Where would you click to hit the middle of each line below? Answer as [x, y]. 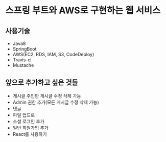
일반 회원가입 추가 [30, 128]
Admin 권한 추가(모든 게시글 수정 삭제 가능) [56, 102]
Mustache [23, 65]
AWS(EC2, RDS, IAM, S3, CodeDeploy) [53, 54]
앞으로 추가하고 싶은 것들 [42, 82]
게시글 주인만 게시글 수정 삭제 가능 [47, 96]
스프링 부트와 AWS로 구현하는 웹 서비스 [83, 10]
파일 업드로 [24, 115]
